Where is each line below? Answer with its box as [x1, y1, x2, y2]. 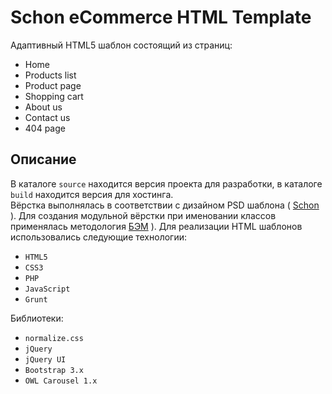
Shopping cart [24, 90, 84, 102]
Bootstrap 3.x [24, 365, 84, 375]
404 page [24, 122, 66, 134]
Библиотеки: [10, 312, 64, 324]
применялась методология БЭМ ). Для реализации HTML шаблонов [10, 220, 303, 232]
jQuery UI [24, 354, 67, 365]
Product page [24, 79, 82, 91]
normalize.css [24, 333, 84, 343]
